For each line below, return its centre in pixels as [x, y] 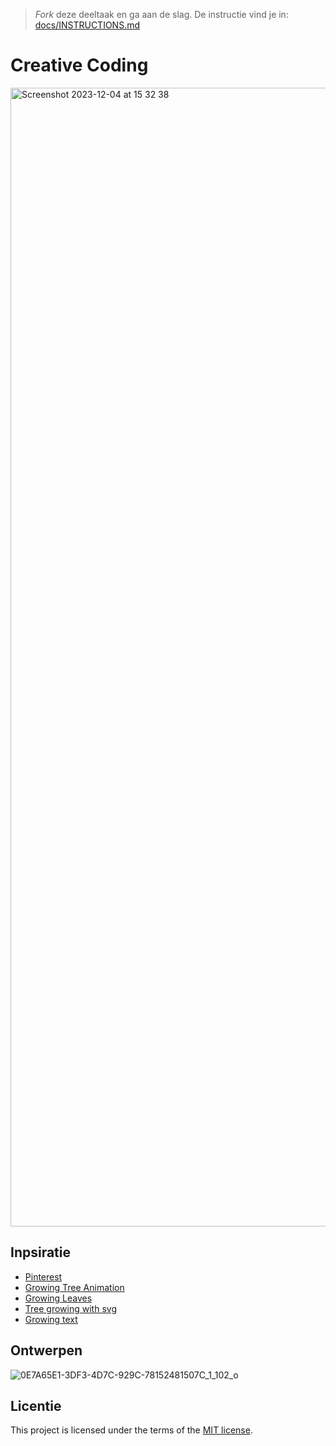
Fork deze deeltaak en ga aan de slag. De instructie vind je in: [161, 14]
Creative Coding [79, 65]
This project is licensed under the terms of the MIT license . [131, 1430]
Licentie [36, 1405]
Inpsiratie [41, 1252]
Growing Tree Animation [74, 1287]
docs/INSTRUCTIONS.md [87, 25]
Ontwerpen [46, 1350]
